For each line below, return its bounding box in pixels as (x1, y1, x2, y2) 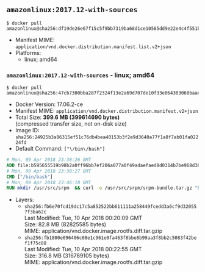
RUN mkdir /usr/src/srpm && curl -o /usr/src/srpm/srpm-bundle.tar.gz (6, 185, 192, 191)
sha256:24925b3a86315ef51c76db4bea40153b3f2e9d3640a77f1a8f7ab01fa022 (15, 134, 199, 140)
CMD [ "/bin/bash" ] (6, 174, 53, 180)
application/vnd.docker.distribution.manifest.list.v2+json (15, 43, 171, 50)
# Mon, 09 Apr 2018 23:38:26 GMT (6, 157, 92, 163)
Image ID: (15, 127, 40, 134)
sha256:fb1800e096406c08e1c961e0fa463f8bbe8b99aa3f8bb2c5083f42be (24, 235, 197, 241)
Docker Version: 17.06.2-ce (15, 101, 84, 108)
